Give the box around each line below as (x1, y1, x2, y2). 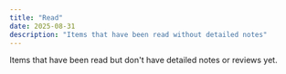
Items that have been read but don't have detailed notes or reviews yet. (9, 55, 278, 66)
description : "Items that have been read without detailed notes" (9, 30, 268, 39)
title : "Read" (9, 13, 64, 23)
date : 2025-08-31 (9, 22, 76, 31)
